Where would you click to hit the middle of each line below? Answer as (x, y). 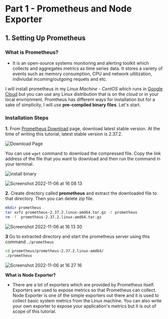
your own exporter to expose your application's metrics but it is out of (84, 306)
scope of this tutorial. (34, 311)
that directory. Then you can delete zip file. (49, 199)
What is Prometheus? (32, 52)
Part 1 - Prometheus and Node (68, 9)
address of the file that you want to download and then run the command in (83, 159)
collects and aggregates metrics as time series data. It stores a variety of (87, 68)
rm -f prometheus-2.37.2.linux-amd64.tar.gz (53, 217)
